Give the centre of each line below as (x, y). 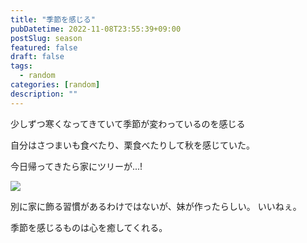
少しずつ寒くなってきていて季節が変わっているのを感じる (128, 123)
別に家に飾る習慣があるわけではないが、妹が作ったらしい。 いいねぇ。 (156, 206)
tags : (21, 66)
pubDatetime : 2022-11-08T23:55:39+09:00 (96, 29)
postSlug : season (46, 38)
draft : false (37, 57)
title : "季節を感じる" (53, 19)
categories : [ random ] (55, 85)
